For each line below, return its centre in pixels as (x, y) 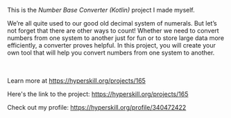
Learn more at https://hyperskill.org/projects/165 (76, 81)
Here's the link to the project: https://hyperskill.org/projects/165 (98, 94)
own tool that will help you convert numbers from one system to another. (111, 52)
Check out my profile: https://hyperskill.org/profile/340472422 (97, 107)
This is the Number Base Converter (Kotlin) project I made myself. (101, 10)
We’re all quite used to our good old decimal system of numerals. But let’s (112, 23)
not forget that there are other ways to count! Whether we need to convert (113, 31)
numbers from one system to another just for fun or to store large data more (115, 38)
